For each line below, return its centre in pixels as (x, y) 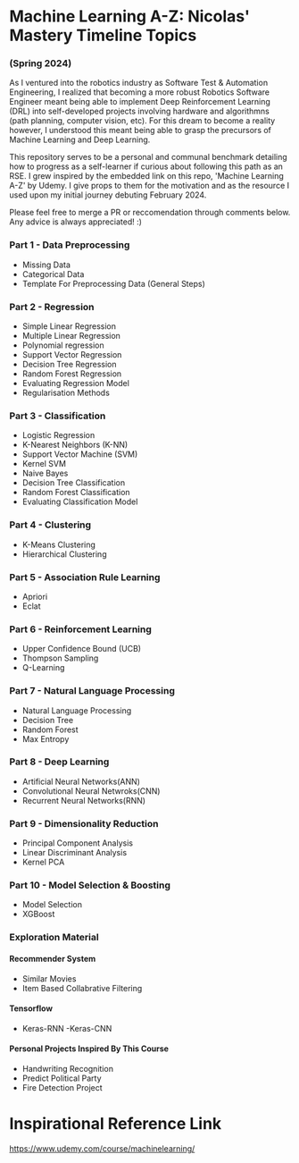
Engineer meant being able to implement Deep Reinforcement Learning (140, 102)
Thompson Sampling (60, 658)
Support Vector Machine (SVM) (80, 454)
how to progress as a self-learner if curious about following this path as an (146, 166)
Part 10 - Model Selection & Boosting (90, 885)
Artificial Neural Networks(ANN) (81, 781)
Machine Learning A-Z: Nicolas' (130, 17)
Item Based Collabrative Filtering (82, 988)
